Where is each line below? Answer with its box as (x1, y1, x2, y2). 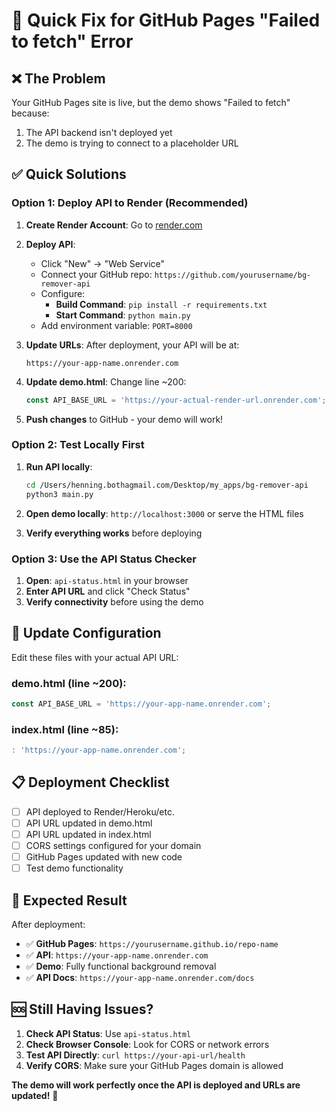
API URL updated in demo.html (25, 817, 153, 829)
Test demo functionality (25, 862, 124, 874)
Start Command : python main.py (55, 309, 191, 321)
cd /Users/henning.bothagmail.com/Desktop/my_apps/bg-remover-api (25, 480, 309, 490)
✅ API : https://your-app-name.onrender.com (25, 949, 209, 961)
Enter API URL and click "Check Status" (25, 585, 191, 597)
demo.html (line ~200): (11, 676, 127, 690)
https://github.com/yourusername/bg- (154, 270, 312, 280)
